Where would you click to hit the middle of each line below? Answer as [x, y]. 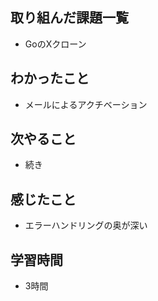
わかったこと [50, 78]
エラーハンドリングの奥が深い [86, 225]
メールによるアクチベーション [86, 104]
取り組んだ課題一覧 [69, 18]
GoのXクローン [55, 44]
